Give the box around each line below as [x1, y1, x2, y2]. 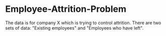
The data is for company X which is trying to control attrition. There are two [5, 20, 161, 26]
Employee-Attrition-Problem [5, 3, 127, 15]
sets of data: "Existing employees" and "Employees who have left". [5, 25, 144, 31]
